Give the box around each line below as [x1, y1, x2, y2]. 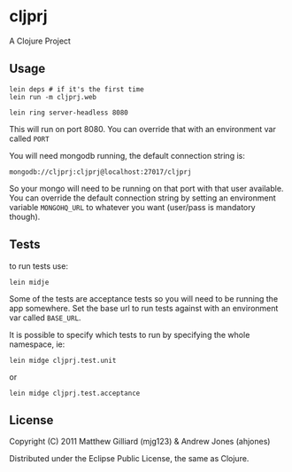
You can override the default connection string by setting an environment [9, 193, 276, 203]
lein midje [9, 278, 50, 287]
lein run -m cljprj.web [9, 92, 97, 101]
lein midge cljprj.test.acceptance [9, 389, 141, 397]
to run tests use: [9, 260, 69, 271]
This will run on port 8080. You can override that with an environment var [9, 123, 276, 134]
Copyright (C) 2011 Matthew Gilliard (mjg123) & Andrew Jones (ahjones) [9, 437, 271, 447]
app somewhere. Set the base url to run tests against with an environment [9, 303, 279, 313]
